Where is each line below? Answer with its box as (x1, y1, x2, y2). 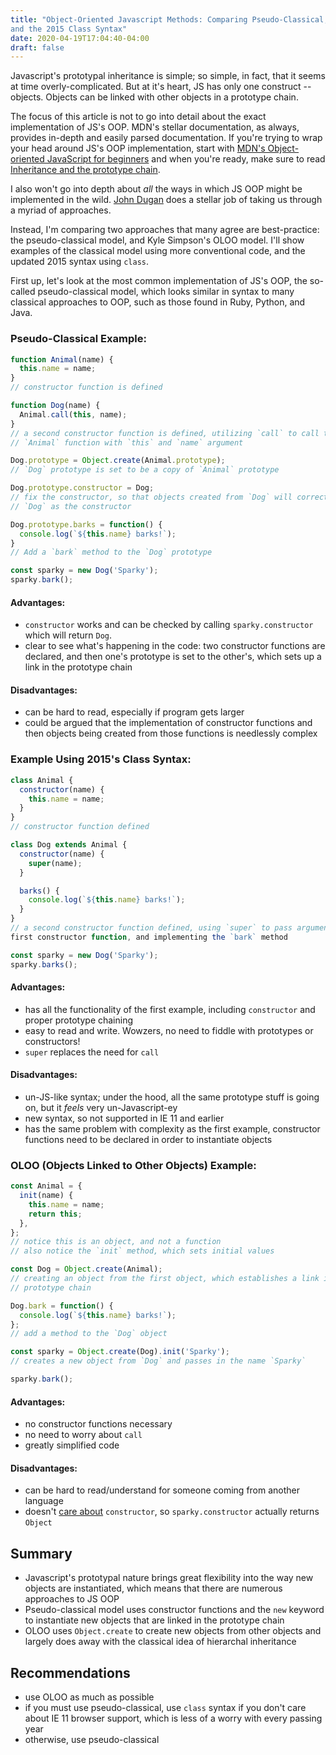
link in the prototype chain (24, 661, 133, 673)
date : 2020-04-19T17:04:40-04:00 (10, 33, 150, 43)
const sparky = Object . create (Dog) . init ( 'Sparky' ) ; (10, 1347, 230, 1357)
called (10, 286, 36, 298)
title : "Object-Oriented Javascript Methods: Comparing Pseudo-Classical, (10, 14, 329, 25)
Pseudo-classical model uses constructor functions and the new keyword (24, 1604, 325, 1616)
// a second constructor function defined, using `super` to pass (10, 923, 293, 933)
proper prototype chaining (24, 1014, 134, 1026)
